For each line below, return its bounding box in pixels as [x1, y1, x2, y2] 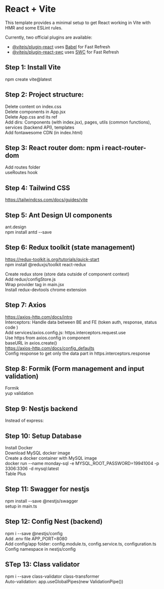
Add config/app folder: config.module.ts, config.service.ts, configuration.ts [5, 540, 157, 547]
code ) [5, 324, 19, 330]
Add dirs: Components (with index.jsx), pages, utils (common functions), [5, 119, 151, 125]
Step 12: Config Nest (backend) [5, 517, 103, 526]
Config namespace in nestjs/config [5, 546, 76, 552]
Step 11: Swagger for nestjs [5, 485, 90, 493]
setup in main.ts [5, 503, 38, 509]
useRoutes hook [5, 170, 38, 175]
